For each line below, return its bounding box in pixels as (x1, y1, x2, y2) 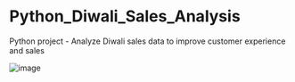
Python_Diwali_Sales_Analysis (9, 6, 241, 27)
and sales (9, 45, 45, 55)
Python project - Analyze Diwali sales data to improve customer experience (9, 36, 286, 46)
